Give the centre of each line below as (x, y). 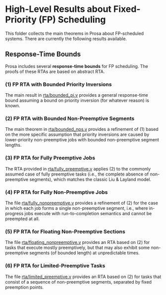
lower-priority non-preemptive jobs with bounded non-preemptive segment (82, 140)
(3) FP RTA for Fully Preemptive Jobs (50, 158)
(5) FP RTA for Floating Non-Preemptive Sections (65, 232)
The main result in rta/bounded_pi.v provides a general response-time (77, 95)
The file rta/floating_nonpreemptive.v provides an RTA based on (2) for (78, 242)
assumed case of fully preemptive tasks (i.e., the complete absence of (77, 174)
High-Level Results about (58, 9)
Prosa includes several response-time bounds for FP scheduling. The (77, 66)
